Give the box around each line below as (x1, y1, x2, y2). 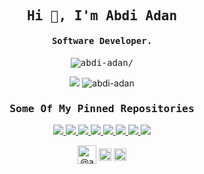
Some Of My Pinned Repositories (9, 102, 195, 115)
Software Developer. (51, 35, 153, 46)
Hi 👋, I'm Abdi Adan (26, 8, 178, 24)
